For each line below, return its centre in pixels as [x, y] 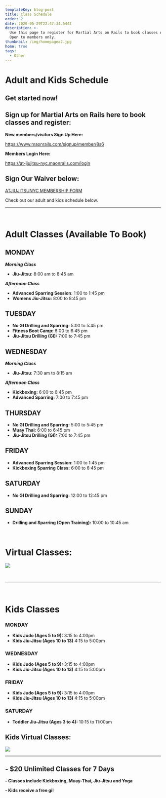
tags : [11, 51]
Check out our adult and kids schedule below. [52, 200]
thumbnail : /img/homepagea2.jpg [38, 42]
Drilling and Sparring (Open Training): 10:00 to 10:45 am [70, 523]
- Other [18, 56]
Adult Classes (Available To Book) [76, 234]
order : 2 [14, 19]
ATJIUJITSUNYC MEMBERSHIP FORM [44, 190]
